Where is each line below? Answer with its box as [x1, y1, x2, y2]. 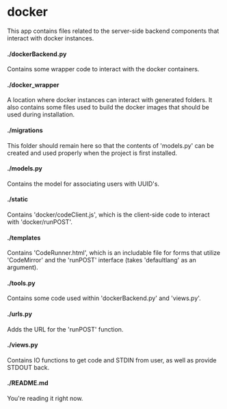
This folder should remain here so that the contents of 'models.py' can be [7, 141, 214, 149]
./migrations [7, 126, 43, 134]
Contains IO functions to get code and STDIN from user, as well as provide [7, 356, 217, 364]
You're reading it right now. [7, 394, 83, 402]
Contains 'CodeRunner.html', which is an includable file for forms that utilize [7, 249, 221, 257]
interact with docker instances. [7, 34, 94, 42]
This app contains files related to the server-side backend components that [7, 27, 219, 35]
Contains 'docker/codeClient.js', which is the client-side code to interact [7, 210, 210, 219]
